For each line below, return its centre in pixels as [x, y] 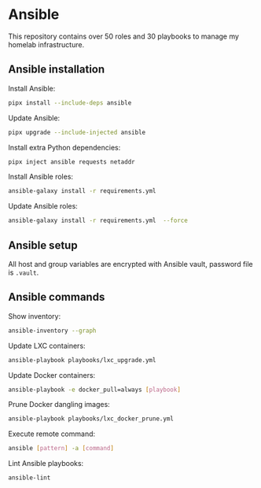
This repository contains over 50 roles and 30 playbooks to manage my [124, 36]
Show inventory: [35, 316]
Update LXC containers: [47, 346]
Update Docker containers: [52, 375]
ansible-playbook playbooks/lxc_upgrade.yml [82, 360]
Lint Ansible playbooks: [46, 464]
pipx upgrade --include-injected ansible [77, 132]
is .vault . [24, 272]
